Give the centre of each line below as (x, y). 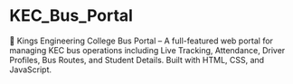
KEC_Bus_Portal (71, 16)
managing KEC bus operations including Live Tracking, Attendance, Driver (147, 50)
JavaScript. (31, 70)
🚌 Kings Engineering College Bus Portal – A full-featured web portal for (142, 41)
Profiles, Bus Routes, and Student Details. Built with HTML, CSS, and (137, 60)
